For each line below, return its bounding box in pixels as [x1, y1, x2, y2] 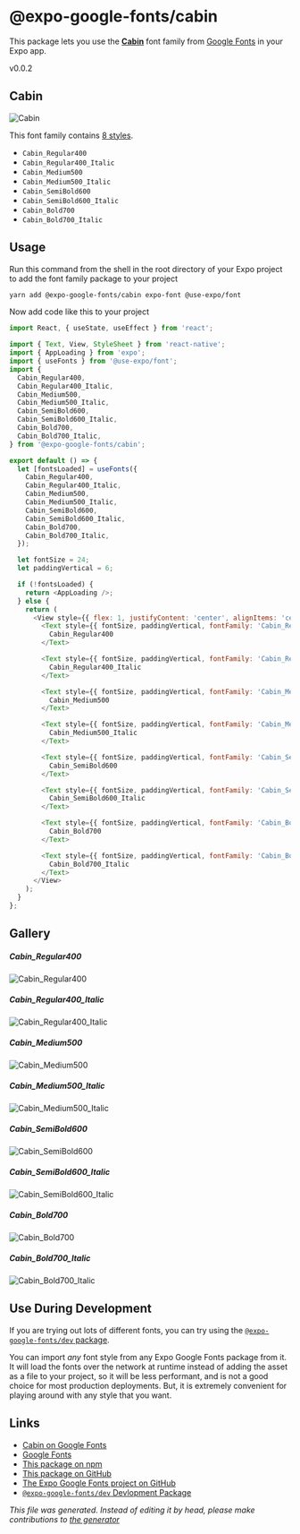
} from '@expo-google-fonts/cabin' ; [9, 440, 146, 449]
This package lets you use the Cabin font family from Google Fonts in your [9, 36, 283, 47]
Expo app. [9, 45, 47, 56]
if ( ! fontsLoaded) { [17, 580, 94, 589]
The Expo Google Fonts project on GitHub [21, 1478, 176, 1488]
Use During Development [9, 1301, 152, 1316]
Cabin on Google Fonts [21, 1439, 107, 1450]
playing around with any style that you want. [9, 1390, 172, 1401]
